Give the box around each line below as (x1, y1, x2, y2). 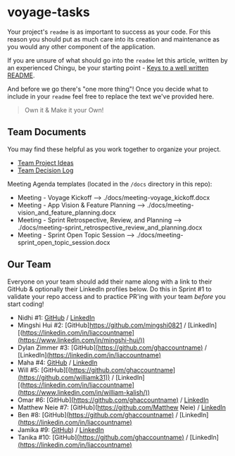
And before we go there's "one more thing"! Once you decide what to (7, 84, 209, 93)
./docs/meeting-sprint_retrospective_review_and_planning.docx (17, 223, 203, 232)
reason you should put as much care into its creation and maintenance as (7, 34, 220, 43)
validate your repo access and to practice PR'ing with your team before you (7, 292, 227, 300)
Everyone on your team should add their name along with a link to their (7, 277, 212, 286)
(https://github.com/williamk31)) (17, 373, 110, 381)
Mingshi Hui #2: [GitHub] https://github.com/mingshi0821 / (17, 321, 186, 329)
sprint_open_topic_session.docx (17, 238, 110, 246)
